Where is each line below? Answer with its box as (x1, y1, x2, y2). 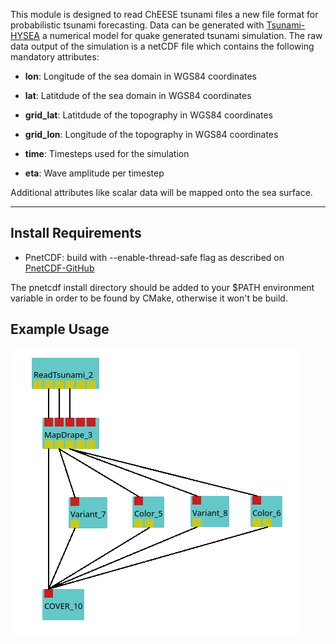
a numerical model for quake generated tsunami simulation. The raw (41, 30, 323, 41)
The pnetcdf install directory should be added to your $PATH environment (10, 281, 315, 293)
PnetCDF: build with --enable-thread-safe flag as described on (24, 251, 285, 263)
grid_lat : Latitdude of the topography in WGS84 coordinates (24, 109, 273, 121)
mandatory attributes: (10, 51, 100, 63)
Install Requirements (10, 225, 142, 242)
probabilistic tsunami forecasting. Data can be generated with (10, 19, 265, 31)
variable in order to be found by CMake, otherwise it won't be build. (10, 292, 288, 304)
